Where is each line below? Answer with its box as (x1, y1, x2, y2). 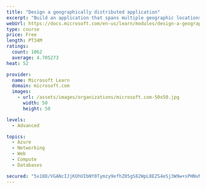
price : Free (6, 32, 37, 38)
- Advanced (12, 122, 40, 129)
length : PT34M (6, 37, 43, 44)
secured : (6, 173, 29, 179)
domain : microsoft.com (12, 83, 70, 89)
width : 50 (22, 100, 48, 106)
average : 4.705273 (12, 55, 59, 61)
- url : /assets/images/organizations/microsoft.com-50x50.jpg (17, 94, 180, 101)
